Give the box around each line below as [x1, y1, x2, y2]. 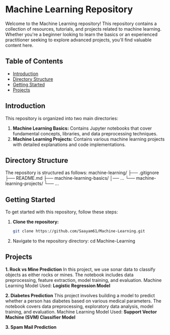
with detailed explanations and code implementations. [12, 141, 126, 148]
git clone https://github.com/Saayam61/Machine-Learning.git [12, 229, 146, 234]
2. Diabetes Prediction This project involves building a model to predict [5, 292, 155, 298]
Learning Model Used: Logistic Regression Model [5, 282, 110, 289]
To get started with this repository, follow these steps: [5, 209, 118, 215]
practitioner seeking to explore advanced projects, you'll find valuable [5, 37, 152, 43]
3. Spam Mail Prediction [5, 324, 57, 330]
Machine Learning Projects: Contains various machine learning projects [12, 136, 165, 142]
